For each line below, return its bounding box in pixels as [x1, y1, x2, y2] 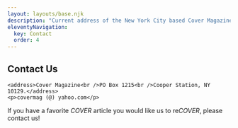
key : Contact [13, 30, 52, 37]
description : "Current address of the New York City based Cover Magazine [7, 17, 233, 24]
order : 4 [13, 37, 40, 44]
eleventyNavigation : [7, 23, 69, 30]
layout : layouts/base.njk [7, 10, 84, 18]
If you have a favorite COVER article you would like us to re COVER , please [7, 106, 223, 115]
